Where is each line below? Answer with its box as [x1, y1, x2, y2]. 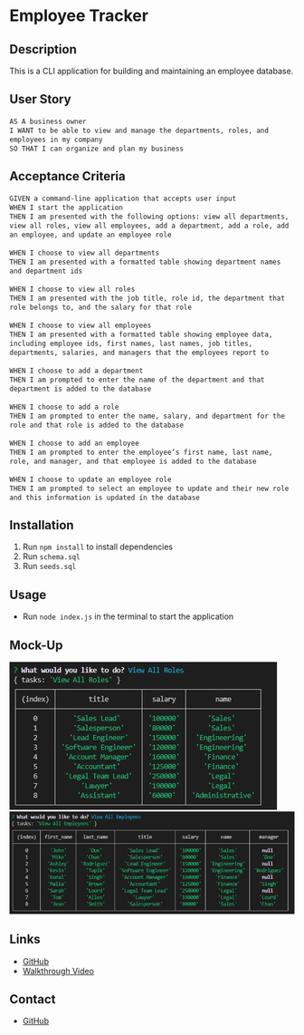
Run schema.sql [22, 551, 81, 562]
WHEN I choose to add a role [9, 402, 119, 411]
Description [9, 42, 77, 57]
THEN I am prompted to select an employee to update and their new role [9, 484, 290, 493]
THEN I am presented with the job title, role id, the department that [9, 294, 285, 303]
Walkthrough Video [22, 965, 95, 976]
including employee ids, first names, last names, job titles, [9, 339, 253, 348]
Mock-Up [9, 637, 63, 653]
